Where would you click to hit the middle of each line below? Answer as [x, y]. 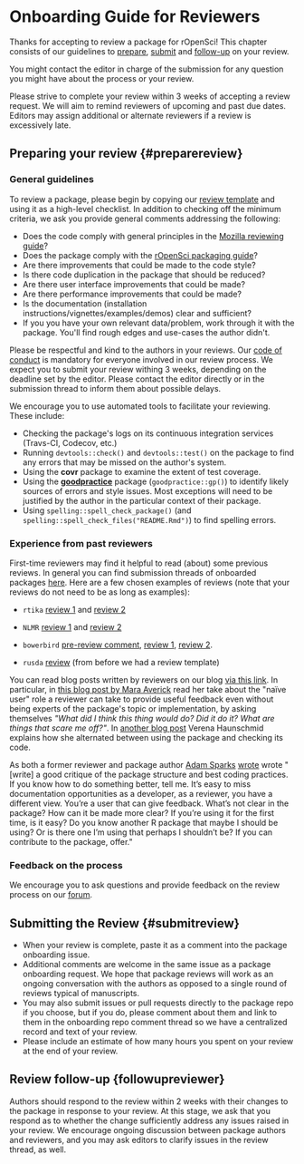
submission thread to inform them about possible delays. [115, 388]
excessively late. [40, 125]
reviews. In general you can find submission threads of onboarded [133, 572]
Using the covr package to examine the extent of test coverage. [142, 471]
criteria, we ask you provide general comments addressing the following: [145, 218]
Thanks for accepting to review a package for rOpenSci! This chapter [138, 42]
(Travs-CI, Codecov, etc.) [70, 442]
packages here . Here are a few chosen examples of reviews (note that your [150, 582]
